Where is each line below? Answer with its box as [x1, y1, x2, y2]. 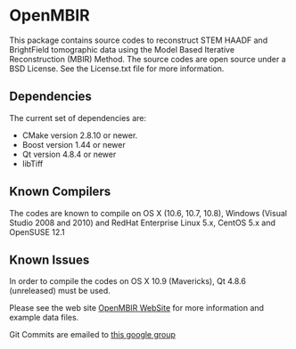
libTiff [21, 158, 44, 169]
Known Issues [9, 252, 90, 267]
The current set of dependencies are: [9, 112, 147, 123]
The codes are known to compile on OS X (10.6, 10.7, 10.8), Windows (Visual [9, 207, 288, 218]
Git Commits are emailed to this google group [9, 329, 177, 340]
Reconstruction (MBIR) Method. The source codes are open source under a [9, 53, 287, 64]
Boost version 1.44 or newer [21, 139, 127, 150]
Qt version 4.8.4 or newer [21, 149, 117, 159]
